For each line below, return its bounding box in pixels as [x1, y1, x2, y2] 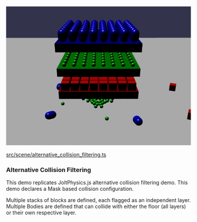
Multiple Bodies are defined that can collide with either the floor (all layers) [6, 203, 186, 210]
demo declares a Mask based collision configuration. [6, 186, 134, 193]
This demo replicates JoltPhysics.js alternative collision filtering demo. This [6, 179, 188, 186]
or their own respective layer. [6, 209, 77, 216]
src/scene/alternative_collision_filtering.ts [6, 151, 107, 158]
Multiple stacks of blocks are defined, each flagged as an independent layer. [6, 197, 191, 204]
